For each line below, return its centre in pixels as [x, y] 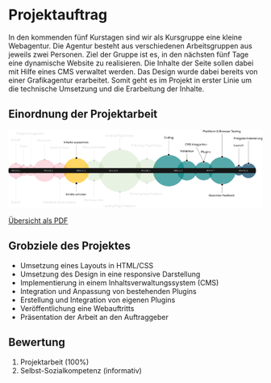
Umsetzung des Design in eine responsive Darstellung [110, 274]
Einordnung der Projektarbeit [83, 114]
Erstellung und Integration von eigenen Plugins [98, 300]
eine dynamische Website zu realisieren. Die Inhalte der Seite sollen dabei [131, 63]
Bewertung [37, 342]
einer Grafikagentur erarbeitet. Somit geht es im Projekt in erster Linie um [130, 80]
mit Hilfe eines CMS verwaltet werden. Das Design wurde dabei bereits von [133, 71]
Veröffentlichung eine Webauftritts [77, 308]
